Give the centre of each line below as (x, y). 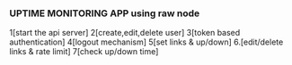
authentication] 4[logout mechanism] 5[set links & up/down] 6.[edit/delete (146, 42)
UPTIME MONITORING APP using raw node (105, 13)
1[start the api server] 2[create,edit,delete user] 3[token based (125, 33)
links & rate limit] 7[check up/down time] (84, 52)
